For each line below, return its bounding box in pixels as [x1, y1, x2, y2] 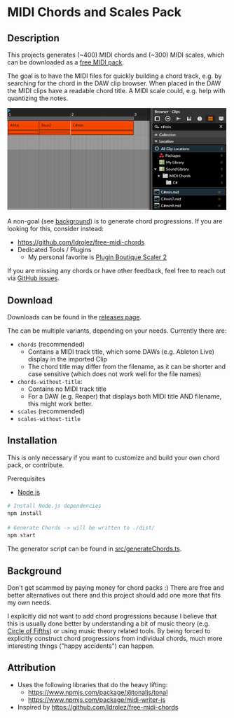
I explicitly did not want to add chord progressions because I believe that [7, 612, 217, 620]
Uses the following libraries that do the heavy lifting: [17, 680, 168, 689]
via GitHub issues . [7, 274, 60, 282]
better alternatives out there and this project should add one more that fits [7, 591, 221, 599]
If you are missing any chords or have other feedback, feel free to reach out [7, 267, 226, 275]
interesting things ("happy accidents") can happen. [7, 642, 156, 650]
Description [7, 32, 60, 44]
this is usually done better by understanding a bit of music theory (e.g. [7, 619, 210, 628]
